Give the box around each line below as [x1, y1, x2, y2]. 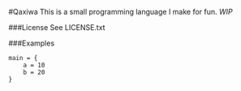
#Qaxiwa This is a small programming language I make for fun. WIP [8, 7, 233, 16]
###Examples [8, 38, 55, 48]
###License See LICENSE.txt [8, 23, 105, 32]
